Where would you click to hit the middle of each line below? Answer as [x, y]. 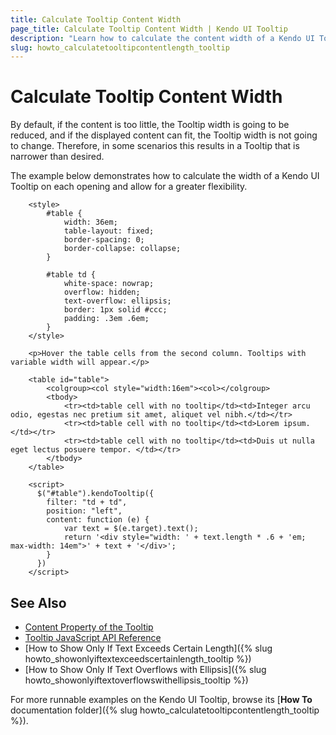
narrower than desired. [57, 157]
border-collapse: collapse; [122, 249]
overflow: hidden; [102, 292]
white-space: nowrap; [109, 284]
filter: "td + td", [87, 502]
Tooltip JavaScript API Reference [93, 637]
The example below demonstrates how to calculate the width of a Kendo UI [165, 176]
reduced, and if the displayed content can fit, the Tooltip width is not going [164, 135]
